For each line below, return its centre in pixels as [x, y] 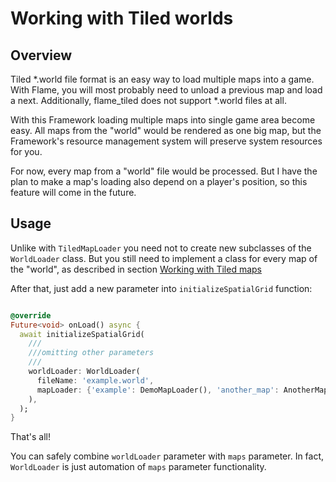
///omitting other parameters [91, 353]
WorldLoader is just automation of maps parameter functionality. [138, 467]
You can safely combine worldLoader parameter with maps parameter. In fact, [167, 456]
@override [31, 315]
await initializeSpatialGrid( [82, 334]
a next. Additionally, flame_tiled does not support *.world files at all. [148, 100]
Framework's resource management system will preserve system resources [166, 141]
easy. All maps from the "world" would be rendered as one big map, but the [166, 130]
